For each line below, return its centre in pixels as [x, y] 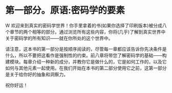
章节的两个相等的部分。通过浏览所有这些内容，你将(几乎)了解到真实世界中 [88, 32]
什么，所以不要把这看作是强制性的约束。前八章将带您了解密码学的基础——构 [86, 55]
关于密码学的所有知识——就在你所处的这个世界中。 [59, 38]
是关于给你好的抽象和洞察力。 [37, 74]
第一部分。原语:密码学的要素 [65, 10]
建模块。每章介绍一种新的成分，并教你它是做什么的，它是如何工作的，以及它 [86, 61]
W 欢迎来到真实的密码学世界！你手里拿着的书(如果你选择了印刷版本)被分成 [84, 25]
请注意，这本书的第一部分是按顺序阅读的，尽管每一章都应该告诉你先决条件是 [86, 49]
